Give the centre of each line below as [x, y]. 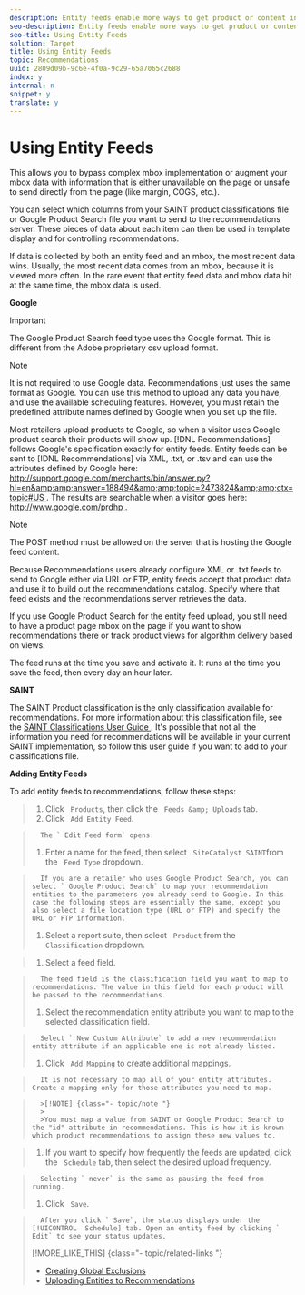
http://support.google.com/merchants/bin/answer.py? [110, 478]
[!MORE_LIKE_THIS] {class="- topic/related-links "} [127, 1253]
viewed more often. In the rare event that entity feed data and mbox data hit [151, 276]
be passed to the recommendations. [99, 996]
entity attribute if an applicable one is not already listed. [154, 1047]
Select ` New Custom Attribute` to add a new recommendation [158, 1038]
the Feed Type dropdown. [94, 862]
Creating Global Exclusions [96, 1271]
